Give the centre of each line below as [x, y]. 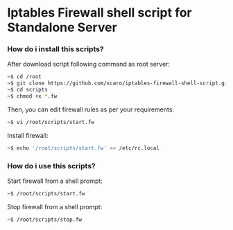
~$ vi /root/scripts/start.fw [51, 122]
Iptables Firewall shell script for [100, 13]
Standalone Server [62, 27]
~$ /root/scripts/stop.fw [44, 220]
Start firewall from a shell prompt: [55, 181]
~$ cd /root [24, 77]
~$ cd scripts [28, 90]
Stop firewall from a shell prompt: [55, 206]
